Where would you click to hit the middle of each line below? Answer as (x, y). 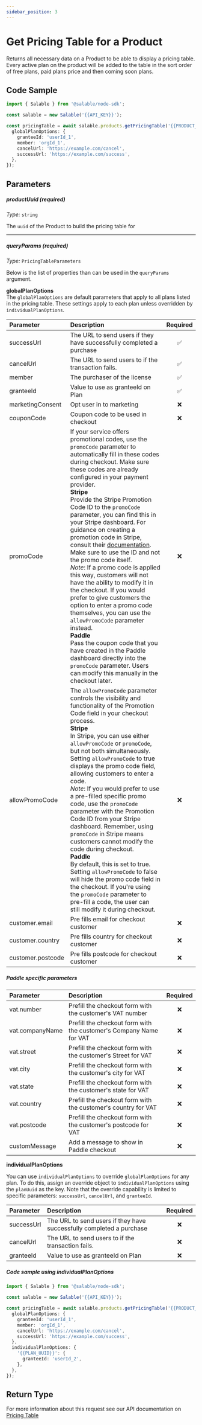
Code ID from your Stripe (106, 819)
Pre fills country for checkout (111, 937)
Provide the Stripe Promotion (111, 500)
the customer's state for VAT (109, 1090)
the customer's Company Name (113, 1031)
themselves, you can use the (111, 613)
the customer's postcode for (109, 1125)
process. (82, 721)
